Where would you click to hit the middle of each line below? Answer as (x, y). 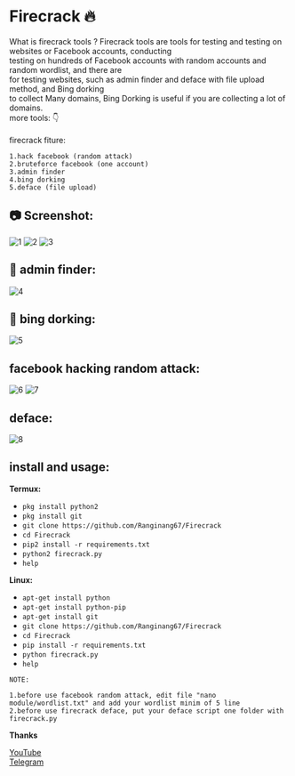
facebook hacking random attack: (104, 368)
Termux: (25, 489)
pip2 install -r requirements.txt (86, 545)
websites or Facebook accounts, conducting (91, 51)
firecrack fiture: (38, 140)
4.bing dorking (37, 180)
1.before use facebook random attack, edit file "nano (113, 695)
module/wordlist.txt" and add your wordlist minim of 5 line (125, 703)
